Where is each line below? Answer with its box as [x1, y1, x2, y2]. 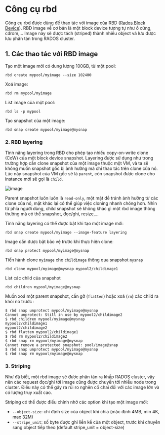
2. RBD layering [5, 138, 43, 145]
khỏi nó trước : [5, 299, 35, 305]
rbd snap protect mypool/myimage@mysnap [5, 248, 90, 253]
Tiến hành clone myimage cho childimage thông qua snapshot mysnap [5, 257, 143, 263]
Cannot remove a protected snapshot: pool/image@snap [5, 343, 119, 348]
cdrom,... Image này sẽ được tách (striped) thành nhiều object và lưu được [5, 30, 156, 36]
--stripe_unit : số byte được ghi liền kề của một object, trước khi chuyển [12, 419, 161, 425]
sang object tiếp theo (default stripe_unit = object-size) [12, 425, 124, 431]
